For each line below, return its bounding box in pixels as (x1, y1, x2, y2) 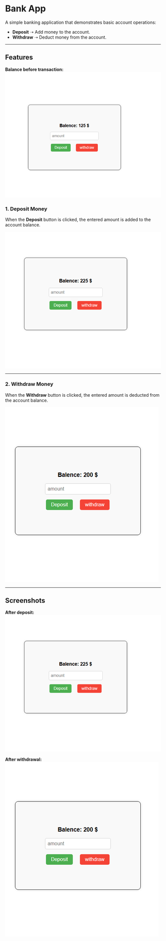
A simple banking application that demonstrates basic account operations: (5, 19, 157, 25)
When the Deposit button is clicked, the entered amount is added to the (5, 216, 151, 223)
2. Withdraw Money (5, 381, 53, 388)
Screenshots (5, 596, 45, 605)
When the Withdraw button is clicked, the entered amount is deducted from (5, 392, 160, 398)
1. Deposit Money (5, 206, 48, 212)
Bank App (5, 3, 46, 14)
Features (5, 53, 33, 62)
